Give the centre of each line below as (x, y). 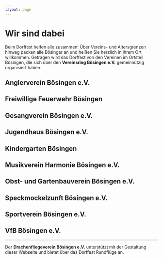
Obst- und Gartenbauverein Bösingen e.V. (70, 181)
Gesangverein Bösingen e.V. (49, 115)
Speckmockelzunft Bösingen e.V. (57, 198)
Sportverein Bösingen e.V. (46, 214)
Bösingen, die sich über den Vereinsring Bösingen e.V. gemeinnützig (75, 62)
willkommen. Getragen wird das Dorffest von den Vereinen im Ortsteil (74, 57)
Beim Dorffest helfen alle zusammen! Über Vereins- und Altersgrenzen (75, 47)
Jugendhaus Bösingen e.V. (47, 132)
